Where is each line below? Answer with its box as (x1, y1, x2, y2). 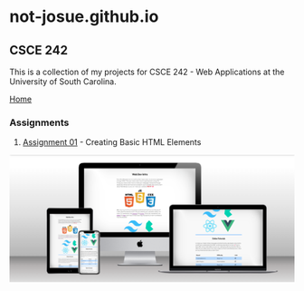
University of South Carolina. (9, 76, 117, 87)
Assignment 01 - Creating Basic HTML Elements (22, 137, 202, 148)
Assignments (9, 116, 70, 129)
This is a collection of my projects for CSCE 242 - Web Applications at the (9, 66, 285, 77)
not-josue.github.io (9, 6, 159, 27)
